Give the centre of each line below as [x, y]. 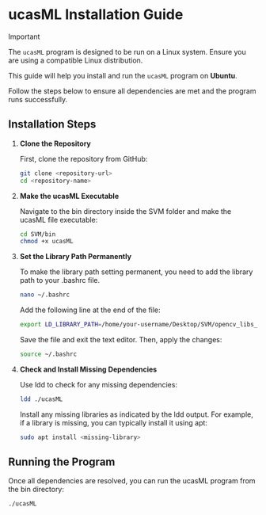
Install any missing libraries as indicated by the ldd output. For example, [136, 414]
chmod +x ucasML [46, 242]
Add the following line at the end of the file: [90, 310]
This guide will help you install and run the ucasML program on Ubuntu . [123, 75]
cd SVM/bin [38, 234]
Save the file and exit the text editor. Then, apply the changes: [121, 340]
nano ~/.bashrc [45, 295]
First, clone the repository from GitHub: [84, 158]
